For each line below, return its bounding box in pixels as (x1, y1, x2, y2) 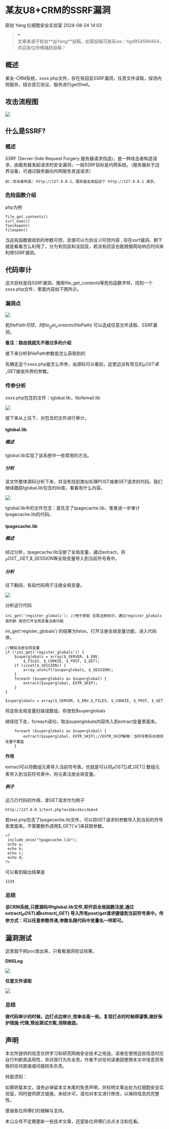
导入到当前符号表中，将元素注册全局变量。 (9, 771, 98, 777)
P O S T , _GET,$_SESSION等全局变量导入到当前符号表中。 (5, 555, 120, 562)
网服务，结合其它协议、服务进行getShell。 (5, 81, 93, 87)
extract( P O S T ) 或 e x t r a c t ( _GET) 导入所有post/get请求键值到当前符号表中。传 (5, 910, 164, 917)
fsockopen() (5, 223, 30, 228)
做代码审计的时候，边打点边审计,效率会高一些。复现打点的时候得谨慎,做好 (5, 1014, 158, 1020)
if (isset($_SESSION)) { (14, 663, 66, 668)
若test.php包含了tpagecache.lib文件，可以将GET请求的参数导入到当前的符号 (5, 817, 163, 823)
